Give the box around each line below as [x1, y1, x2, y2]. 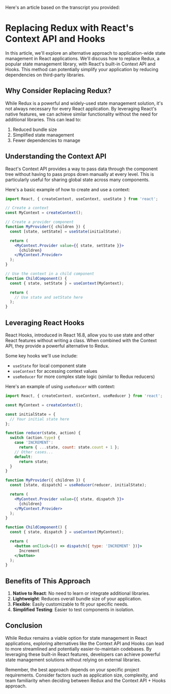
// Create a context [5, 206, 49, 211]
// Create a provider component [5, 219, 74, 225]
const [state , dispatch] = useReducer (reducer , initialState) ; [10, 483, 147, 488]
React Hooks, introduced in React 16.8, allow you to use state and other [5, 332, 155, 338]
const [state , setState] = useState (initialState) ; [10, 229, 122, 234]
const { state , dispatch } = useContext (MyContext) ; [10, 529, 124, 535]
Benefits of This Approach [5, 576, 91, 585]
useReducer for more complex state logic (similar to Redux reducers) [12, 373, 155, 379]
